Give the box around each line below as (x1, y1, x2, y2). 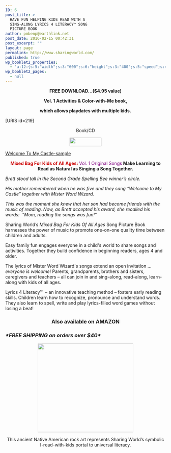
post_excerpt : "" (5, 41, 42, 46)
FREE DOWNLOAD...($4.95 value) (49, 88, 122, 94)
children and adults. (5, 232, 47, 238)
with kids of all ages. (18, 279, 62, 285)
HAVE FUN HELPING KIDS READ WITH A (10, 17, 85, 22)
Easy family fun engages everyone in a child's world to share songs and (5, 242, 156, 248)
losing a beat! (5, 305, 34, 311)
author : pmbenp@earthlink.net (5, 31, 70, 36)
